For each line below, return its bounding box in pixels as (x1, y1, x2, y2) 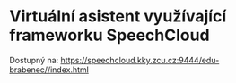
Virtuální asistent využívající (9, 6, 227, 27)
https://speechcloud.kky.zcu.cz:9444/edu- (60, 54, 220, 65)
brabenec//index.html (9, 64, 90, 75)
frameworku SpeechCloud (9, 25, 210, 46)
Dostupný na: (9, 54, 59, 65)
